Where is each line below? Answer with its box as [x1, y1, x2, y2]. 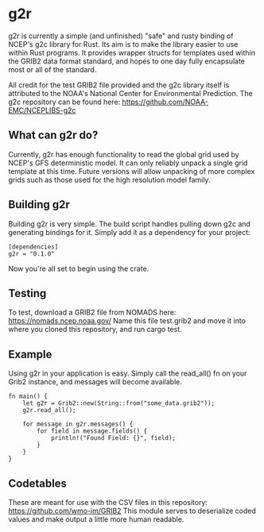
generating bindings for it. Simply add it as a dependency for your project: [8, 227, 250, 237]
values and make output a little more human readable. [8, 515, 184, 524]
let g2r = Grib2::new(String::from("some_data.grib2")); [22, 399, 215, 407]
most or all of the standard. [8, 64, 97, 74]
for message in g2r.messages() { [22, 420, 134, 429]
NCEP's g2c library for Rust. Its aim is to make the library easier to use [8, 39, 239, 48]
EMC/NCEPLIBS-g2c [8, 105, 76, 115]
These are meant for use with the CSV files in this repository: [8, 498, 208, 507]
